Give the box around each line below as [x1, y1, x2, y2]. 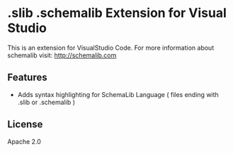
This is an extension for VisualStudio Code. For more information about [7, 43, 215, 52]
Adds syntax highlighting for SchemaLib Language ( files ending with [17, 90, 220, 98]
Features [7, 72, 47, 84]
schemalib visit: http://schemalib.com [7, 51, 117, 59]
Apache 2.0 [7, 137, 41, 146]
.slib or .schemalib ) [17, 98, 76, 106]
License [7, 118, 43, 130]
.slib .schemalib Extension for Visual [7, 5, 227, 21]
